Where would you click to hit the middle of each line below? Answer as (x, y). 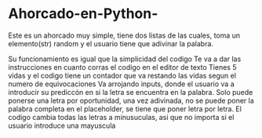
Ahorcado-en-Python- (83, 14)
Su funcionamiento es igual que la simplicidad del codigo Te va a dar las (125, 59)
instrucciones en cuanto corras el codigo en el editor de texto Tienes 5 (122, 67)
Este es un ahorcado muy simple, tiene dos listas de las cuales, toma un (124, 35)
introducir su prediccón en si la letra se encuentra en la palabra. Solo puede (131, 92)
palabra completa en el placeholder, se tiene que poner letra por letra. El (125, 109)
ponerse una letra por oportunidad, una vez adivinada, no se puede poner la (131, 100)
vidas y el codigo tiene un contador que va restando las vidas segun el (122, 75)
